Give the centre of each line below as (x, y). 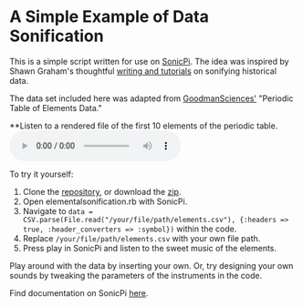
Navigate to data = (57, 210)
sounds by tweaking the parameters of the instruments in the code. (136, 275)
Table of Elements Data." (56, 107)
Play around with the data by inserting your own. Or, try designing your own (151, 265)
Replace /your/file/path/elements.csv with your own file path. (141, 238)
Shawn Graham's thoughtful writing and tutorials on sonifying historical (143, 71)
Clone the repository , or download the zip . (102, 191)
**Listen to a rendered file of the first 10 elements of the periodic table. (144, 126)
